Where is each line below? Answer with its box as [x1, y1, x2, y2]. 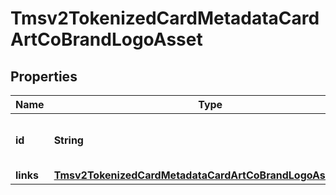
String [53, 133, 84, 147]
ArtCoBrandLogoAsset [10, 28, 203, 51]
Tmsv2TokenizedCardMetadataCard [10, 7, 320, 30]
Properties [10, 68, 78, 85]
